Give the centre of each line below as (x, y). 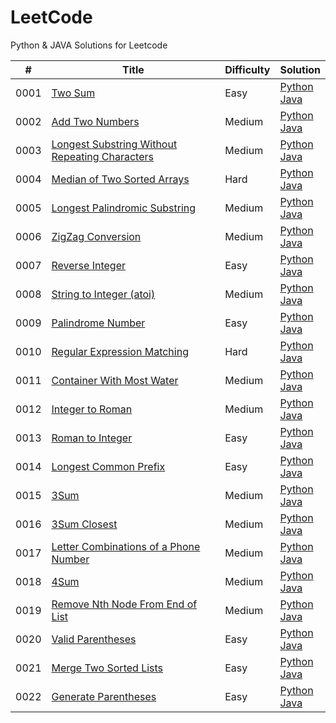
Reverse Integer (88, 265)
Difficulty (247, 69)
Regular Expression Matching (120, 351)
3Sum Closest (84, 524)
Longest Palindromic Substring (124, 208)
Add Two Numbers (95, 121)
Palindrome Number (98, 323)
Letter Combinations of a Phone (126, 546)
